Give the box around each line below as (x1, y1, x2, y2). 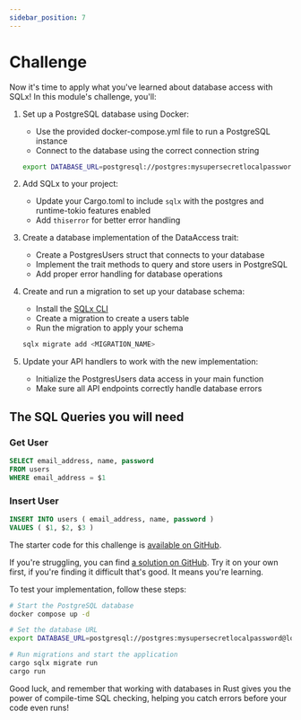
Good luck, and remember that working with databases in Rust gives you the (9, 683, 291, 694)
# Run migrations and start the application (9, 650, 178, 660)
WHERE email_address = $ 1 (9, 473, 106, 482)
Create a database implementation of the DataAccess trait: (21, 233, 239, 243)
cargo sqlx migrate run (9, 659, 99, 668)
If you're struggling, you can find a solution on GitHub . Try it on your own (9, 557, 279, 567)
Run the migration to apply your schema (35, 322, 184, 333)
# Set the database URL (9, 626, 99, 635)
